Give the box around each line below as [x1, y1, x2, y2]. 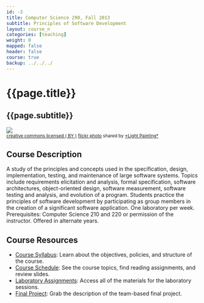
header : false [6, 49, 43, 55]
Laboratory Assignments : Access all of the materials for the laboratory [15, 277, 192, 284]
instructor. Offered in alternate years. [6, 217, 99, 224]
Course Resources [6, 235, 78, 245]
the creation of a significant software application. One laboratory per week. [6, 204, 195, 212]
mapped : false [6, 43, 43, 49]
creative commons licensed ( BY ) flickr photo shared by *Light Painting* [6, 132, 159, 139]
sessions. [15, 283, 40, 291]
